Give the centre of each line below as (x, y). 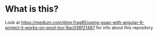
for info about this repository (125, 27)
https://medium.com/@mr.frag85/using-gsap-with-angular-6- (83, 22)
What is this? (32, 9)
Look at (13, 22)
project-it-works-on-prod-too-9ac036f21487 (50, 27)
